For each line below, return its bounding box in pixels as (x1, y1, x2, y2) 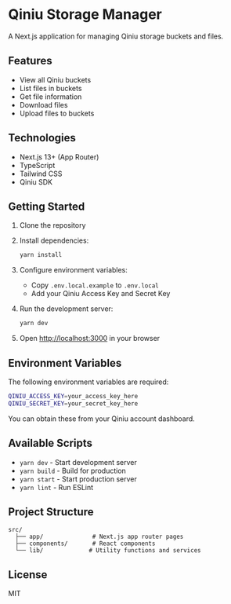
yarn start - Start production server (19, 474, 137, 484)
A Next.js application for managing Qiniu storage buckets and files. (8, 31, 224, 41)
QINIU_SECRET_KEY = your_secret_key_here (8, 399, 139, 408)
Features (8, 54, 52, 68)
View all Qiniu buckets (19, 75, 92, 84)
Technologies (8, 131, 77, 145)
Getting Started (8, 200, 85, 213)
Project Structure (8, 505, 94, 518)
